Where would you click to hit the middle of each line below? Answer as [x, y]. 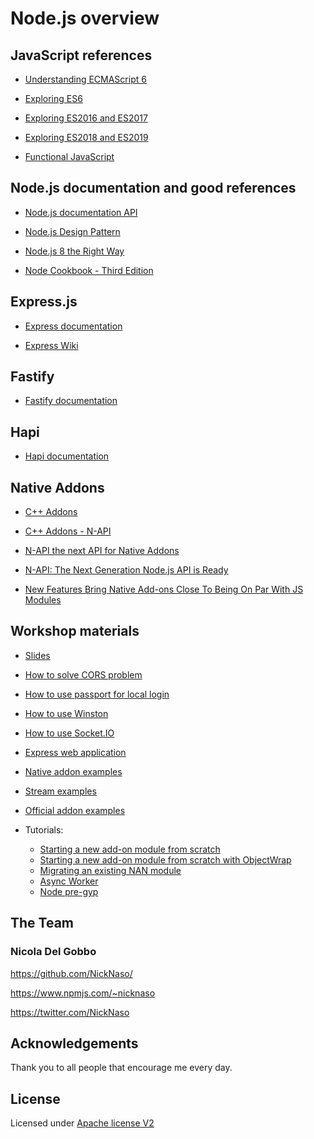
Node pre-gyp [69, 891]
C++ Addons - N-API [68, 531]
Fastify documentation [71, 401]
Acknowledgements [74, 1043]
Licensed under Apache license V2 [82, 1123]
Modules [43, 600]
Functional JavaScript [69, 156]
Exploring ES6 [53, 98]
